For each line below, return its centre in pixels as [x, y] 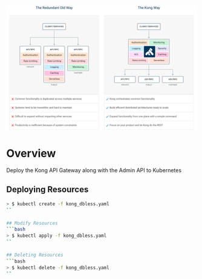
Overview [31, 154]
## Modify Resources [32, 223]
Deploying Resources [47, 189]
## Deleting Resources [35, 255]
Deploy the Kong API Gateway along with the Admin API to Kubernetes [94, 170]
